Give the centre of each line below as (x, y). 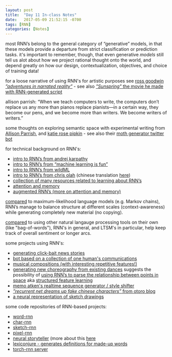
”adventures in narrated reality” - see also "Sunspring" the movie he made (84, 86)
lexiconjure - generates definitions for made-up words (70, 344)
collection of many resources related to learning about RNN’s (77, 181)
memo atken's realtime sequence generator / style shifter (73, 286)
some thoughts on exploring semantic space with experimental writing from (85, 128)
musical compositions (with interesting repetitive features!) (75, 264)
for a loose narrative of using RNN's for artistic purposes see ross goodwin (85, 81)
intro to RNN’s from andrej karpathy (50, 159)
